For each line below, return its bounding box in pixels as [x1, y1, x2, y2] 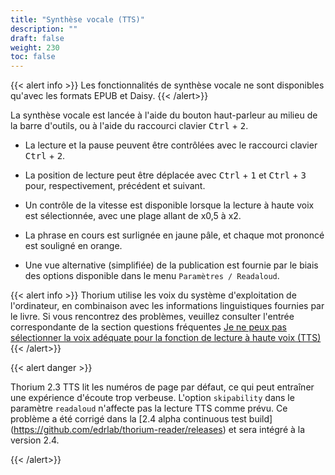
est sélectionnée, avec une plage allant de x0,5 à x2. [24, 210, 242, 222]
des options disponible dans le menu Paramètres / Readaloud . [24, 270, 280, 282]
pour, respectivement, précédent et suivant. [24, 180, 206, 192]
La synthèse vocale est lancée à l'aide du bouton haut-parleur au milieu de [10, 109, 318, 121]
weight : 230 [10, 42, 60, 53]
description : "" [10, 24, 78, 34]
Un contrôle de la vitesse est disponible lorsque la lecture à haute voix [24, 199, 315, 211]
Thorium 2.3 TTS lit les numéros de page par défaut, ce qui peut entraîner [10, 381, 315, 393]
